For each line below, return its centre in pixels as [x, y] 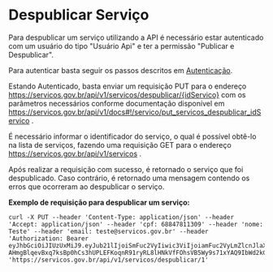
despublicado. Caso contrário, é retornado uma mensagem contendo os [129, 178]
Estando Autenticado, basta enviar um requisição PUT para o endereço [128, 86]
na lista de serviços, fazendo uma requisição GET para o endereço [120, 145]
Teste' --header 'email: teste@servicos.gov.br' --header [108, 231]
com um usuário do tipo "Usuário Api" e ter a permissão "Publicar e [121, 45]
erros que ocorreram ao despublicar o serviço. [87, 186]
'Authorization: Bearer [49, 238]
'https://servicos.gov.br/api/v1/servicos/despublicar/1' [108, 260]
